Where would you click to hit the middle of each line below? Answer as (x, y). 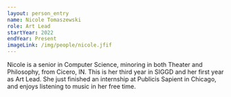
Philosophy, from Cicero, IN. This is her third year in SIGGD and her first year (115, 72)
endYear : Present (32, 39)
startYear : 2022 (30, 32)
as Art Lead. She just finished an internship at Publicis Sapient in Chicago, (112, 79)
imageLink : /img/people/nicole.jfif (59, 45)
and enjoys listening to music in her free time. (71, 86)
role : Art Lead (29, 26)
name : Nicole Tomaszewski (44, 20)
